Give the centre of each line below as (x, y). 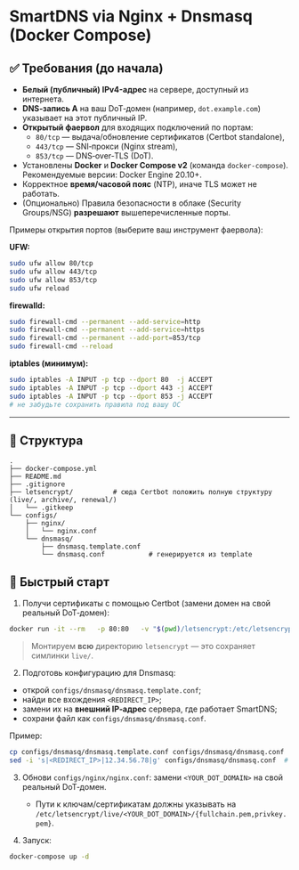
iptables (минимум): (49, 363)
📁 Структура (46, 440)
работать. (41, 194)
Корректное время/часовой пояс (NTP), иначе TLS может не (140, 184)
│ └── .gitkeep (41, 508)
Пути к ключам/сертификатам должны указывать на (136, 804)
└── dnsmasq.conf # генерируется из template (147, 555)
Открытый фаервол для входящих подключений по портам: (137, 127)
